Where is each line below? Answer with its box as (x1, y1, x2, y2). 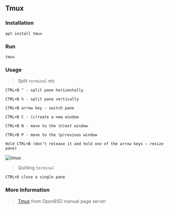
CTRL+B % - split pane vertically (5, 97, 79, 102)
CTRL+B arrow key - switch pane (5, 106, 74, 111)
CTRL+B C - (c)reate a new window (5, 114, 79, 120)
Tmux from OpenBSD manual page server (17, 198, 106, 204)
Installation (5, 19, 34, 27)
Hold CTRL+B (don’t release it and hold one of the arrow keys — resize (5, 142, 164, 147)
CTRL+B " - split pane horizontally (5, 88, 83, 93)
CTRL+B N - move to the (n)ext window (5, 124, 88, 129)
